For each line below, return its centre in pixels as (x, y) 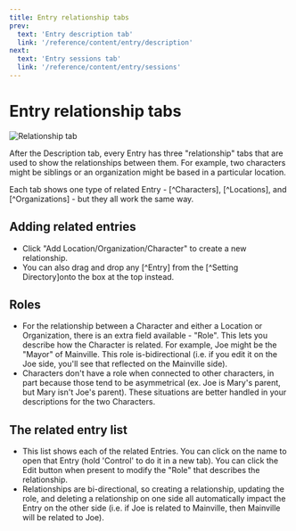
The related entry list (68, 430)
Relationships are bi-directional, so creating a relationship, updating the (153, 489)
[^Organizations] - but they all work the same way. (102, 199)
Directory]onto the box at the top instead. (98, 276)
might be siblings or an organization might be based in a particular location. (148, 172)
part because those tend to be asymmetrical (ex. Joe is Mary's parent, (151, 383)
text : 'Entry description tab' (75, 34)
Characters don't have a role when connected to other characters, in (148, 373)
